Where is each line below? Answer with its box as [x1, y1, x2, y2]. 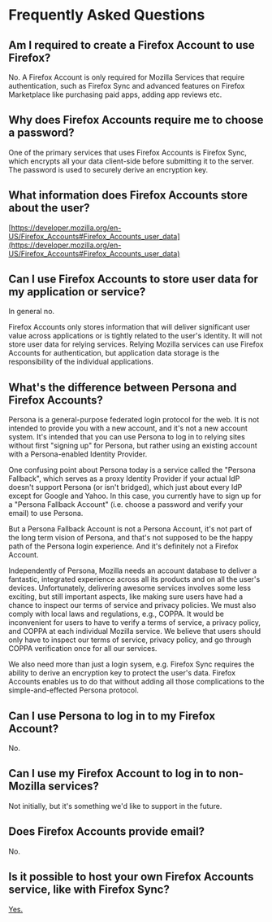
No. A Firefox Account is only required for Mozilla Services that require [8, 72, 245, 82]
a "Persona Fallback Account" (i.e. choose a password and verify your [8, 500, 244, 509]
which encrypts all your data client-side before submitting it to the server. [8, 156, 254, 166]
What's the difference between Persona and [8, 380, 237, 394]
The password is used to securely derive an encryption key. [8, 164, 209, 174]
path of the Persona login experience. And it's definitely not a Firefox [8, 541, 239, 551]
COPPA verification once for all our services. [8, 644, 158, 653]
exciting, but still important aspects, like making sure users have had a [8, 592, 244, 601]
